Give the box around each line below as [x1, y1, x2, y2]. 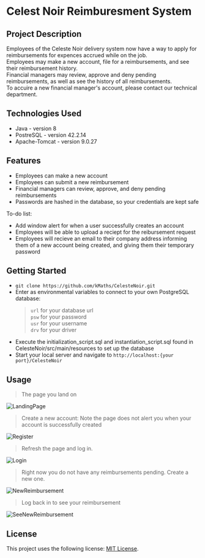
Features [6, 155, 41, 166]
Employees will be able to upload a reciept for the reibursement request [15, 228, 196, 236]
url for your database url [30, 307, 94, 314]
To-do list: [6, 210, 32, 217]
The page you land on [21, 391, 77, 398]
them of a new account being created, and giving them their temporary [15, 241, 195, 249]
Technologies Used [6, 109, 81, 119]
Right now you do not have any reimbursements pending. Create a [21, 468, 188, 476]
